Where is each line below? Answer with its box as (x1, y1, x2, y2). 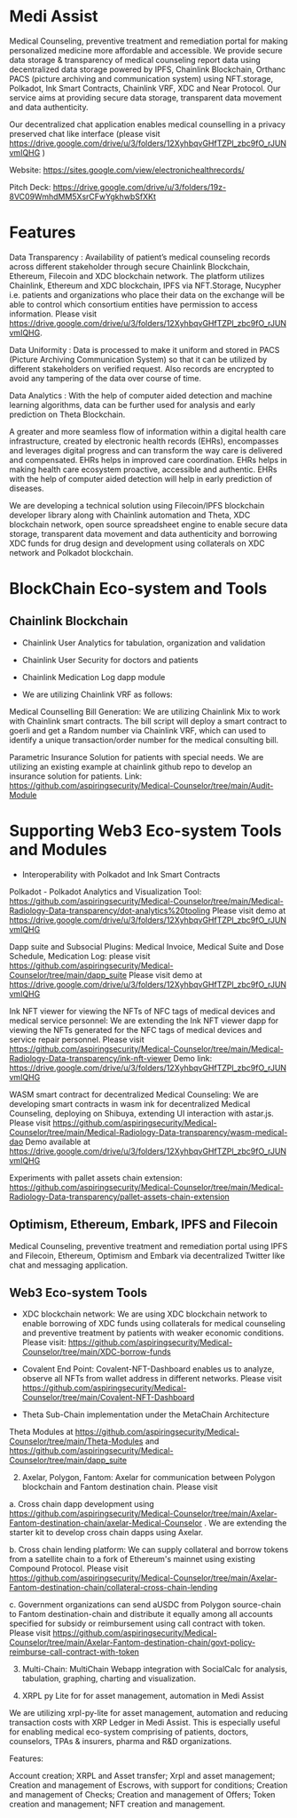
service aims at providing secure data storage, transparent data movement (9, 92, 282, 103)
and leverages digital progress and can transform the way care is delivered (9, 444, 284, 455)
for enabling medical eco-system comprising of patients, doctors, (9, 1726, 249, 1737)
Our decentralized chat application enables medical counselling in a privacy (9, 118, 286, 130)
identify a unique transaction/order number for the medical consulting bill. (9, 734, 279, 745)
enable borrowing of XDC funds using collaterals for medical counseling (21, 1318, 285, 1329)
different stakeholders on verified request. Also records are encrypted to (9, 363, 275, 374)
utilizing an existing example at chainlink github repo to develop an (9, 761, 253, 772)
